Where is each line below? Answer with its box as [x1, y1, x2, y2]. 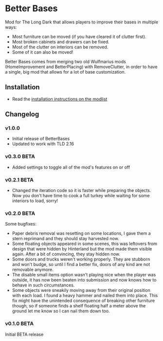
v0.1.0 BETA [5, 320, 34, 327]
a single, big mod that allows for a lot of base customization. [5, 69, 126, 75]
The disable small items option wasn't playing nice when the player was [12, 272, 156, 278]
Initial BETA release [5, 331, 44, 337]
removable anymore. [12, 266, 54, 273]
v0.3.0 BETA [5, 153, 35, 160]
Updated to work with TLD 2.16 [12, 141, 74, 147]
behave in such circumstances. [12, 282, 75, 288]
